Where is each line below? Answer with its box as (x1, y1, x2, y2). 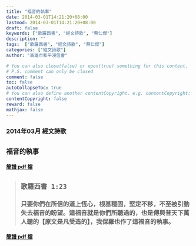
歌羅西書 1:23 (20, 182, 67, 191)
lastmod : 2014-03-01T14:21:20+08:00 (6, 19, 96, 25)
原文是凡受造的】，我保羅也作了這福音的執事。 (45, 217, 175, 225)
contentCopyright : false (6, 96, 67, 102)
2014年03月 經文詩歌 (6, 127, 67, 135)
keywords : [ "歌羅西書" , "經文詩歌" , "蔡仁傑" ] (6, 31, 113, 36)
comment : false (6, 74, 44, 80)
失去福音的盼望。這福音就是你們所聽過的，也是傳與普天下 (20, 208, 184, 217)
